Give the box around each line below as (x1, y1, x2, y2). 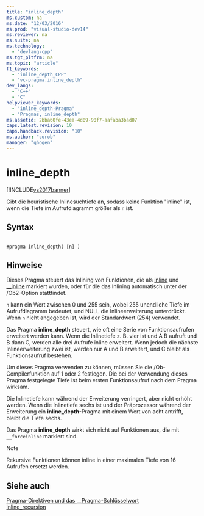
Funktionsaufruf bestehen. (6, 352, 73, 359)
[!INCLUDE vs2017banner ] (6, 186, 71, 193)
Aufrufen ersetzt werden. (6, 463, 70, 470)
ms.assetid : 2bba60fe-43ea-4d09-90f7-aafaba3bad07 (6, 117, 138, 123)
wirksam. (6, 383, 29, 391)
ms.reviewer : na (6, 32, 47, 38)
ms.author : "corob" (6, 134, 56, 140)
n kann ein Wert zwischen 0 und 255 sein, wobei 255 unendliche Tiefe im (6, 301, 190, 308)
